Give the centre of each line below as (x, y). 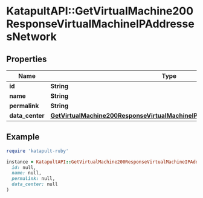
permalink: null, (34, 179)
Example (23, 137)
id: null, (24, 167)
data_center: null (35, 184)
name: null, (27, 173)
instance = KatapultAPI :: (39, 162)
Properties (27, 59)
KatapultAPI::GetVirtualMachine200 (100, 11)
